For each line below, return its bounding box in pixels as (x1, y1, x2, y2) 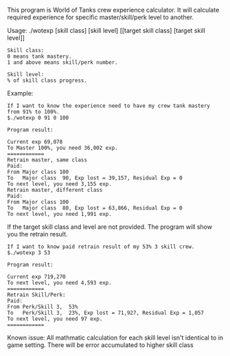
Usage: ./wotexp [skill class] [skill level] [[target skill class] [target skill (7, 27, 206, 34)
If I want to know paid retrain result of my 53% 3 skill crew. (7, 243, 195, 250)
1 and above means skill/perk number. (7, 59, 118, 66)
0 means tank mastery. (7, 53, 72, 60)
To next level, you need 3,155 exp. (7, 181, 112, 188)
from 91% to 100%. (7, 109, 60, 115)
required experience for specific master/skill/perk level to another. (7, 13, 194, 21)
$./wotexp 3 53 (7, 249, 51, 256)
